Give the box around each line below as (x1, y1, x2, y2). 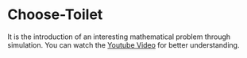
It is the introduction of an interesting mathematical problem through (7, 32, 231, 41)
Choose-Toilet (7, 6, 103, 24)
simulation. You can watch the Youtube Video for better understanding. (7, 40, 240, 49)
